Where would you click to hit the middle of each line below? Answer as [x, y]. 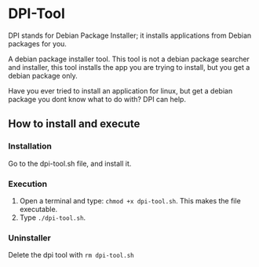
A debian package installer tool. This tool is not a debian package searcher [129, 59]
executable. [38, 209]
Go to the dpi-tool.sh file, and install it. [70, 163]
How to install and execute [74, 124]
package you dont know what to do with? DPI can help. [97, 99]
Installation [30, 146]
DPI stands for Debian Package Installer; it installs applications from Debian [130, 35]
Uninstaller [29, 238]
